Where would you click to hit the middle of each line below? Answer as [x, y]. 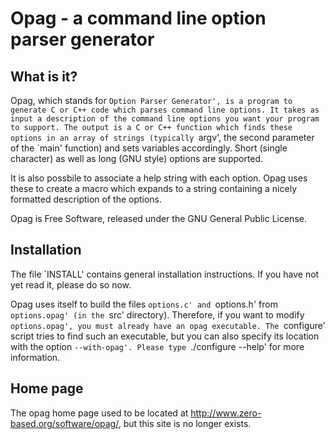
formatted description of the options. [86, 199]
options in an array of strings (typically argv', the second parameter [162, 137]
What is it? [44, 76]
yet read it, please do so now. [71, 284]
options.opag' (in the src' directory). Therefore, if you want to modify [157, 314]
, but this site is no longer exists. [185, 423]
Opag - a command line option [138, 18]
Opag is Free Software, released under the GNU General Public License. [158, 218]
